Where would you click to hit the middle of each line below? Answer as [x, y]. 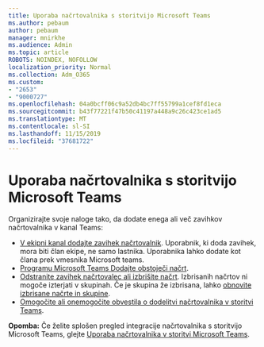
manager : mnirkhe [37, 38]
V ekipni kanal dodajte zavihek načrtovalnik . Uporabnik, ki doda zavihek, [138, 243]
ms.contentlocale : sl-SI [49, 126]
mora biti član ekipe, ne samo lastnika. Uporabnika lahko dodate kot [130, 252]
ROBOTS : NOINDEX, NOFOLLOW [53, 60]
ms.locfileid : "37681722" [51, 141]
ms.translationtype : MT [48, 119]
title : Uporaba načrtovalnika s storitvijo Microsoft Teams [110, 15]
